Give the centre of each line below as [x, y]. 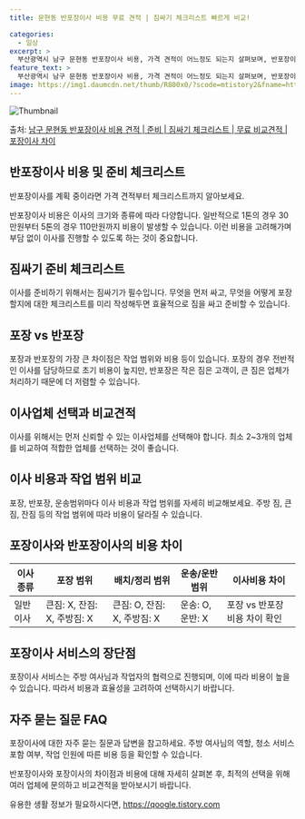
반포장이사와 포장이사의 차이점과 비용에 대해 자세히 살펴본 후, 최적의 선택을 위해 [150, 774]
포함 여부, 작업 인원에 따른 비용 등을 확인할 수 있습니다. [106, 755]
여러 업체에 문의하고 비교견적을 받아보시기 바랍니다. [100, 785]
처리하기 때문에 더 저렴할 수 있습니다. [75, 381]
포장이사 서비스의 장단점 [73, 653]
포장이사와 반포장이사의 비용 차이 [96, 546]
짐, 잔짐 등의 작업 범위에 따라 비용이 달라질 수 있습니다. [106, 514]
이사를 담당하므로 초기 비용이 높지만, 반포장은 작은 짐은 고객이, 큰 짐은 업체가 [154, 370]
